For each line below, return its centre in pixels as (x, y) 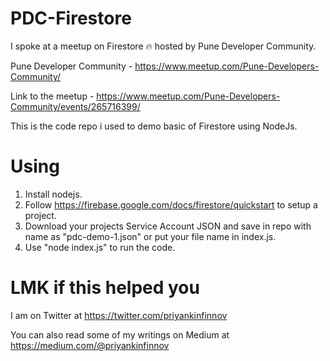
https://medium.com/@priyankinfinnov (90, 345)
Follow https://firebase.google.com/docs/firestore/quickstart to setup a (171, 204)
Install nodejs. (53, 194)
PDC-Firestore (71, 18)
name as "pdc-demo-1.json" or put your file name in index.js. (150, 236)
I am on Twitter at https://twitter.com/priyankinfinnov (119, 315)
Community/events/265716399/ (75, 106)
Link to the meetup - (52, 96)
